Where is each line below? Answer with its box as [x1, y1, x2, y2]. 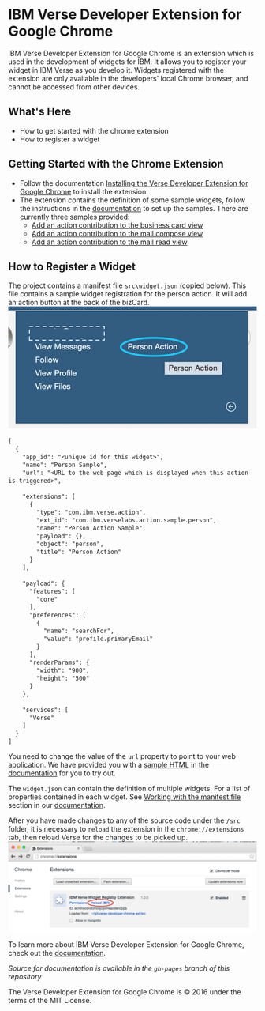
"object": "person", [36, 540, 104, 549]
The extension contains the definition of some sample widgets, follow [19, 195, 246, 205]
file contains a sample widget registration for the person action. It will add [8, 289, 247, 299]
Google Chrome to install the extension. [19, 187, 148, 196]
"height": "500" [36, 674, 90, 683]
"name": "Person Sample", [22, 461, 108, 470]
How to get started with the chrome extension [19, 126, 170, 135]
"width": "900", [36, 666, 90, 675]
